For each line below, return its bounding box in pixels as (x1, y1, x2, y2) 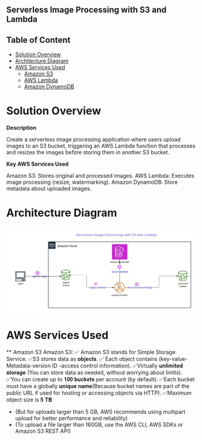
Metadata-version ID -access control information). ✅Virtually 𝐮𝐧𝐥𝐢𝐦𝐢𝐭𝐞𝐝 (6, 362, 183, 369)
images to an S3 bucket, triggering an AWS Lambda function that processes (6, 142, 195, 150)
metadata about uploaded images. (6, 185, 92, 192)
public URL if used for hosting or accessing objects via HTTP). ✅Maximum (6, 389, 192, 396)
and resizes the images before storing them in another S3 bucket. (6, 149, 170, 156)
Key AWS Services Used (6, 160, 69, 168)
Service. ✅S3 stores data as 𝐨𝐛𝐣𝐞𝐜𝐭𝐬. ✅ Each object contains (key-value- (6, 355, 188, 362)
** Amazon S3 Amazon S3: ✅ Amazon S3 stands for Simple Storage (6, 348, 176, 355)
